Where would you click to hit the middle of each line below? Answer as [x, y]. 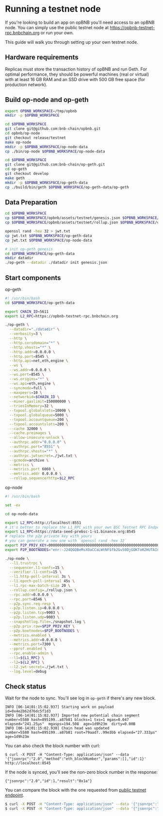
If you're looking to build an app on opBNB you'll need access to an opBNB [80, 22]
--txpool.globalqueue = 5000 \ [39, 415]
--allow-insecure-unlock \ [37, 438]
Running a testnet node [53, 9]
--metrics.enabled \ [30, 635]
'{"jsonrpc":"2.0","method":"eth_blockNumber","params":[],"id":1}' [76, 759]
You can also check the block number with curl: [53, 746]
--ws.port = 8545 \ [27, 375]
